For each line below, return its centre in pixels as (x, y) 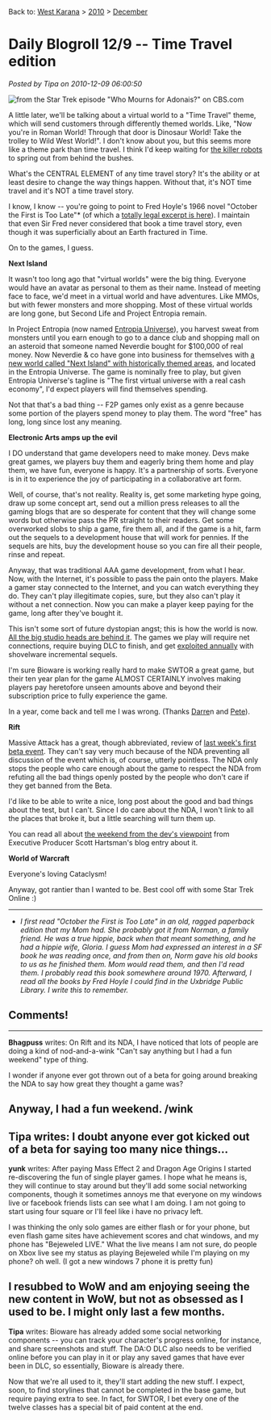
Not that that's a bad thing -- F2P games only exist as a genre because (126, 404)
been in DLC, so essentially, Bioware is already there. (96, 1366)
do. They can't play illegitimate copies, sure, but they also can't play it (124, 596)
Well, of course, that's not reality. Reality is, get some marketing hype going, (135, 494)
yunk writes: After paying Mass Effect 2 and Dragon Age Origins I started (130, 1168)
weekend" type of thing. (48, 1059)
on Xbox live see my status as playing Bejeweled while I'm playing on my (129, 1252)
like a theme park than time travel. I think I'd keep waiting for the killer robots (135, 149)
